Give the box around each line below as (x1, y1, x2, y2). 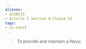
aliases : (5, 7, 23, 12)
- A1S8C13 (5, 12, 25, 16)
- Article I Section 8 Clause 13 (5, 16, 72, 21)
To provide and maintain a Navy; (16, 38, 82, 44)
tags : (5, 20, 16, 26)
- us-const (5, 25, 27, 30)
